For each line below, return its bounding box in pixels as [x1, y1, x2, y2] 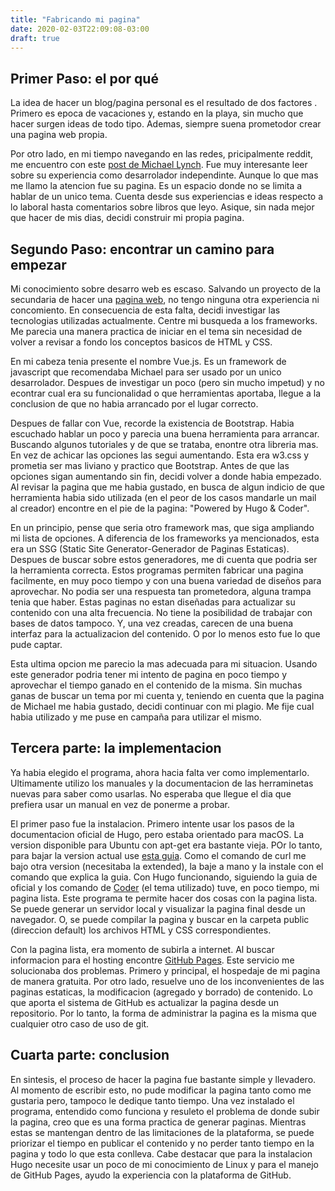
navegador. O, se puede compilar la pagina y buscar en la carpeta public [10, 913, 310, 925]
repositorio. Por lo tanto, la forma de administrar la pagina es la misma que [10, 1007, 317, 1019]
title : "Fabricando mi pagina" [10, 14, 141, 25]
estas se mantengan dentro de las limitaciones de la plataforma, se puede [10, 1126, 315, 1138]
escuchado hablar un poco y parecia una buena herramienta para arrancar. [10, 428, 320, 440]
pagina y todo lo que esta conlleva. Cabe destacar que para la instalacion [10, 1147, 313, 1160]
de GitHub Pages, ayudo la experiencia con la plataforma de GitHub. [10, 1169, 292, 1181]
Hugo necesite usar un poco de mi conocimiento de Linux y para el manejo [10, 1158, 320, 1170]
